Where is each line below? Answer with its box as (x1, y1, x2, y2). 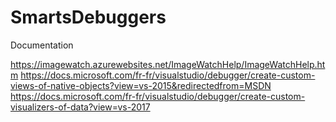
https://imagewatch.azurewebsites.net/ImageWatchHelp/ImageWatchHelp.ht (10, 58, 326, 70)
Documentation (10, 39, 74, 51)
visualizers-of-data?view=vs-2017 (10, 101, 151, 113)
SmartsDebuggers (10, 6, 167, 29)
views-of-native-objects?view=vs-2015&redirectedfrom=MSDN (10, 79, 272, 91)
